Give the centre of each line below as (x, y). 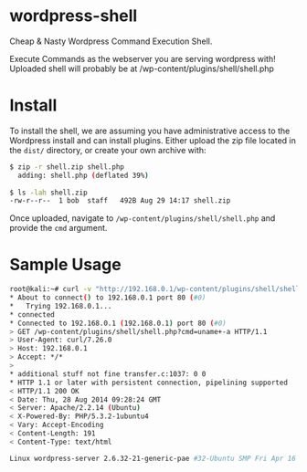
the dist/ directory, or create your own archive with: (108, 150)
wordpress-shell (74, 16)
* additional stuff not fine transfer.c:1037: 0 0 (108, 374)
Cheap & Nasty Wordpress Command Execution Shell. (111, 41)
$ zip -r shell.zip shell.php (67, 167)
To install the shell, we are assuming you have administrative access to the (150, 131)
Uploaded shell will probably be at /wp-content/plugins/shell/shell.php (142, 68)
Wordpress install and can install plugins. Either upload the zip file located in (153, 140)
